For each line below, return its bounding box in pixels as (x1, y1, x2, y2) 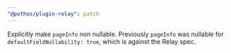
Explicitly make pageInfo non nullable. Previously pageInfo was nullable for (7, 30, 224, 38)
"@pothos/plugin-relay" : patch (7, 10, 100, 18)
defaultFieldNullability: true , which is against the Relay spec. (7, 37, 196, 46)
